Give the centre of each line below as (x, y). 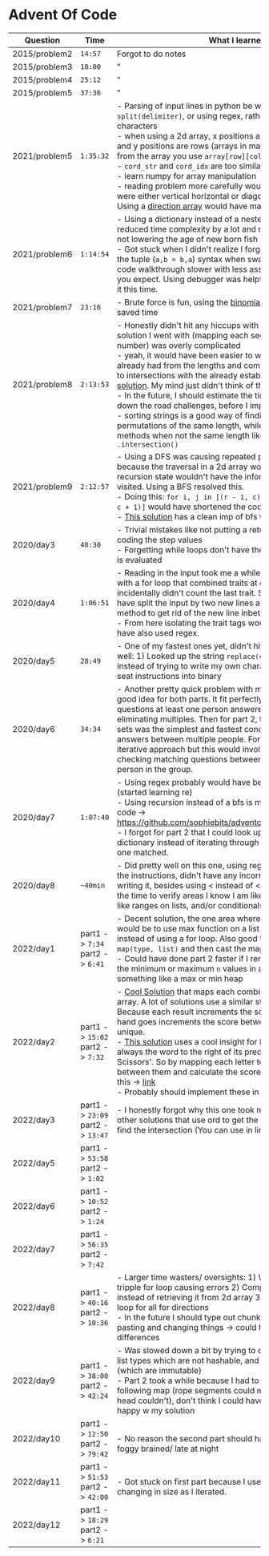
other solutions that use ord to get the (188, 1120)
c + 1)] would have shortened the (182, 507)
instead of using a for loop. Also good (187, 938)
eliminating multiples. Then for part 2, (187, 719)
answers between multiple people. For (189, 739)
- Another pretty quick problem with (185, 689)
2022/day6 (34, 1206)
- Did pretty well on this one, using (183, 865)
